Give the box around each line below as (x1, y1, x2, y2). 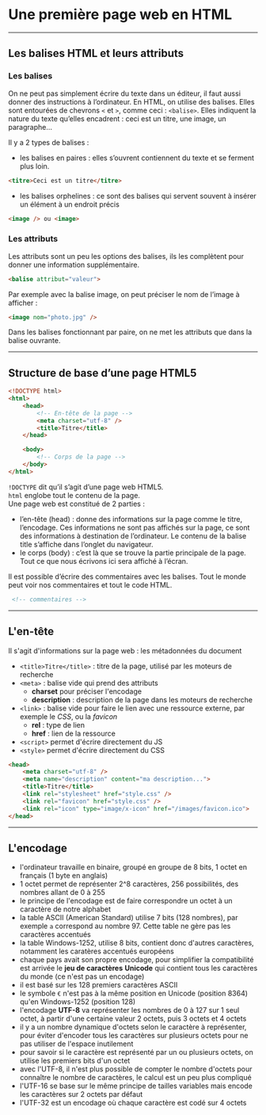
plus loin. (19, 161, 50, 171)
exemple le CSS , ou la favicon (19, 711, 118, 721)
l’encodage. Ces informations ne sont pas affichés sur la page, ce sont (19, 523, 250, 532)
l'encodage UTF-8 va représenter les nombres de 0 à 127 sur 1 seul (19, 1006, 240, 1015)
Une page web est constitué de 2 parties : (8, 499, 145, 508)
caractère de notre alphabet (19, 904, 111, 914)
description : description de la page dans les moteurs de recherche (31, 694, 253, 704)
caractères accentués (19, 930, 91, 939)
